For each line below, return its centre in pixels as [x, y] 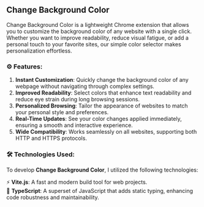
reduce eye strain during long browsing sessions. [77, 100]
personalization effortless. [39, 51]
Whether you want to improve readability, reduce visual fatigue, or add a [97, 38]
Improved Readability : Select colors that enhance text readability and [103, 93]
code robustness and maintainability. [53, 197]
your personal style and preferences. [62, 112]
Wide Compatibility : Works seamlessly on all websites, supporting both [106, 132]
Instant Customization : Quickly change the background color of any [102, 80]
